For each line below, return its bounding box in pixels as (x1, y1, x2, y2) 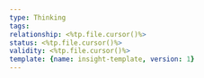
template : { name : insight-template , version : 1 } (9, 55, 195, 64)
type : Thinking (9, 13, 67, 22)
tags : (9, 22, 30, 30)
